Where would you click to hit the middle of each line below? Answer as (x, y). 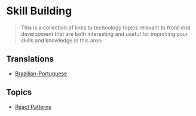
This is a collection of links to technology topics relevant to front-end (105, 28)
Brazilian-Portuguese (41, 74)
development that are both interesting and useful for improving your (104, 33)
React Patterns (33, 106)
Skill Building (39, 11)
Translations (30, 59)
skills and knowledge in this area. (62, 40)
